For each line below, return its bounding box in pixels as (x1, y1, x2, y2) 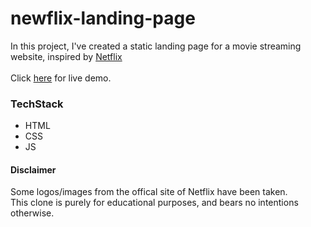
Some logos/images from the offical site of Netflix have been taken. (10, 186, 288, 198)
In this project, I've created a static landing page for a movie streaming (10, 40, 302, 52)
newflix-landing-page (10, 7, 196, 30)
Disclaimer (10, 163, 57, 176)
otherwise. (10, 207, 55, 219)
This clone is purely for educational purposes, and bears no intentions (10, 197, 299, 209)
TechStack (10, 97, 64, 111)
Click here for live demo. (10, 72, 112, 84)
